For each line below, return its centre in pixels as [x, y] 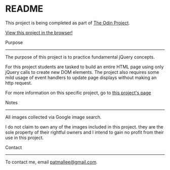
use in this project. [25, 138]
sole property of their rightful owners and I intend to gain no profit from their [85, 132]
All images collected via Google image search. [53, 117]
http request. [19, 83]
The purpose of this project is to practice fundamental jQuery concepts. [80, 57]
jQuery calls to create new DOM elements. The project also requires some [82, 72]
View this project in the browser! [39, 32]
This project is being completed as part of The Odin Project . [68, 23]
